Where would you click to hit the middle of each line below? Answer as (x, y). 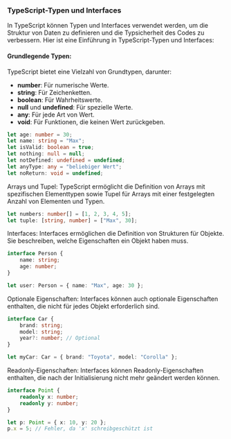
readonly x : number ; (49, 397)
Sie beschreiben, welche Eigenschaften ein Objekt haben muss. (98, 241)
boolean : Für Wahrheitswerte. (60, 100)
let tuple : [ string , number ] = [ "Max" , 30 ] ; (72, 221)
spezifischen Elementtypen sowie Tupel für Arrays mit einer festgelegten (111, 193)
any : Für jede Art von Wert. (56, 114)
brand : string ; (41, 325)
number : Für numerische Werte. (63, 85)
